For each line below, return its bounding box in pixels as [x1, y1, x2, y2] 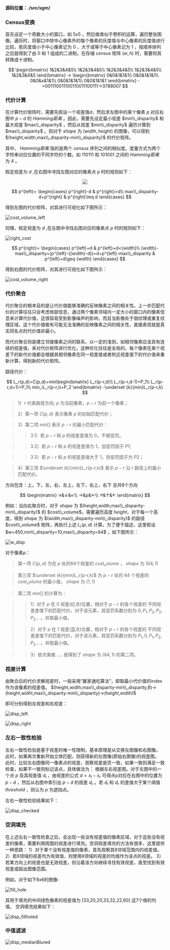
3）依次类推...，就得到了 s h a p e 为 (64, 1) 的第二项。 [30, 652, 139, 658]
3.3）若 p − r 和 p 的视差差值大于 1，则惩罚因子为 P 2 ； [30, 454, 144, 460]
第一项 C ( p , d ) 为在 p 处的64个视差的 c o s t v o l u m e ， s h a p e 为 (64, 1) [17, 561, 158, 568]
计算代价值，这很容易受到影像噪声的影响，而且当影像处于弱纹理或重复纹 [14, 315, 165, 321]
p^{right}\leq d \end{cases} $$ [67, 194, 132, 200]
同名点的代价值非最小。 [9, 328, 59, 334]
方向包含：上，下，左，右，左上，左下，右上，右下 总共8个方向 [5, 482, 138, 488]
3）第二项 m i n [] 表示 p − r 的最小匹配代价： [17, 422, 108, 428]
